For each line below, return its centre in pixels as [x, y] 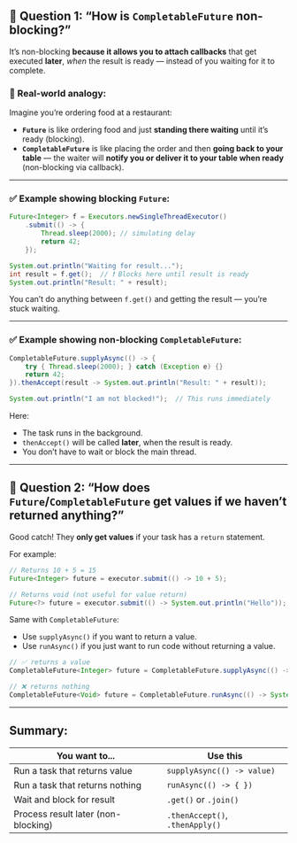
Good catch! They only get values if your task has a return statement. [137, 537]
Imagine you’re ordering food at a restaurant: [91, 112]
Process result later [54, 814]
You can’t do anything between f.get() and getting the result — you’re [138, 299]
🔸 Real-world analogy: [58, 93]
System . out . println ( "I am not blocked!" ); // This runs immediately [140, 399]
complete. [27, 70]
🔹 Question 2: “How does [80, 488]
